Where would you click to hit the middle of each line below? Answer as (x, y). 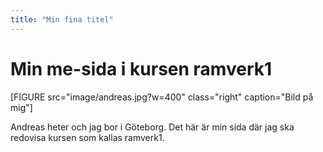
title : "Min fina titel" (62, 19)
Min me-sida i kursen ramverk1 (141, 68)
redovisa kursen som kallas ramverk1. (87, 137)
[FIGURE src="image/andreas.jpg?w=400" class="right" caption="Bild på (162, 97)
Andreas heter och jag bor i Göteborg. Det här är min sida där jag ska (152, 127)
